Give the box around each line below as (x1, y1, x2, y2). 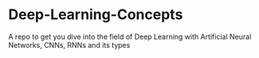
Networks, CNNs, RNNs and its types (8, 40, 131, 49)
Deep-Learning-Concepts (8, 6, 183, 24)
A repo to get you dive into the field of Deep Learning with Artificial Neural (8, 32, 252, 41)
